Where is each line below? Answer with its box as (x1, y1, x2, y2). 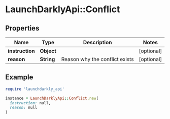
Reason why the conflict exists (61, 56, 134, 63)
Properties (5, 24, 40, 33)
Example (5, 73, 33, 82)
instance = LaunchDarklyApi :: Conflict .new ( (5, 96, 99, 101)
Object (40, 47, 57, 54)
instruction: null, (10, 100, 51, 105)
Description (83, 39, 112, 46)
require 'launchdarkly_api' (5, 86, 65, 92)
